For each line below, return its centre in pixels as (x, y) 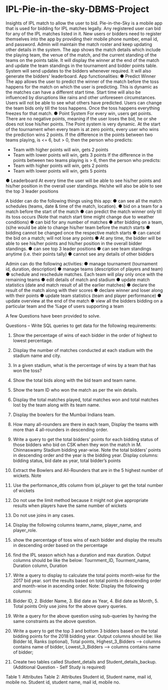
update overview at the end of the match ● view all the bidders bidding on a (84, 300)
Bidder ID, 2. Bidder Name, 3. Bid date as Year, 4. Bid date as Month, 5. (86, 600)
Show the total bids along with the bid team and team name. (75, 380)
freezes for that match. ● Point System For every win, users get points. (79, 113)
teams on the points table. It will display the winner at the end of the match (82, 60)
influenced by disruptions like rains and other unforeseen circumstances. (81, 97)
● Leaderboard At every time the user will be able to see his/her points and (83, 180)
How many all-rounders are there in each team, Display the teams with (85, 424)
